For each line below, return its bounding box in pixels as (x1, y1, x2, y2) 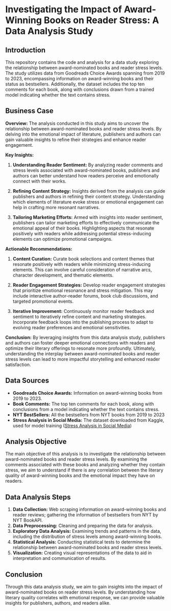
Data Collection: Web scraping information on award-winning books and (12, 506, 166, 512)
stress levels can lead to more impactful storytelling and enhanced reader (5, 356, 160, 362)
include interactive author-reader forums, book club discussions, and (12, 292, 158, 299)
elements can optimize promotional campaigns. (12, 236, 113, 242)
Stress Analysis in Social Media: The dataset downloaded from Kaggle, (12, 417, 164, 423)
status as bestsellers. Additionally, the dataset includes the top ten (5, 81, 145, 87)
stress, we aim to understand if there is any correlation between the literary (5, 467, 163, 473)
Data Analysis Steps (5, 492, 71, 502)
